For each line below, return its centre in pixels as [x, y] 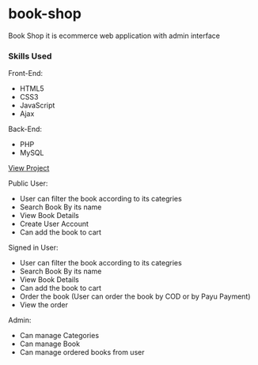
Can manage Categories [59, 336]
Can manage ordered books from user [82, 352]
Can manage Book [50, 344]
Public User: [28, 183]
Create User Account [54, 224]
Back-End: [25, 129]
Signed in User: [33, 248]
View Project [29, 168]
